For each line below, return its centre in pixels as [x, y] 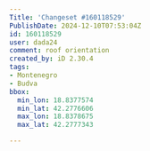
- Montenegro [33, 75]
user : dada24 [33, 42]
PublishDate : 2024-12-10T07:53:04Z [75, 26]
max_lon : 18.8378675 [55, 116]
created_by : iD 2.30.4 [51, 59]
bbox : [19, 91]
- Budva [24, 83]
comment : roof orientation [59, 51]
